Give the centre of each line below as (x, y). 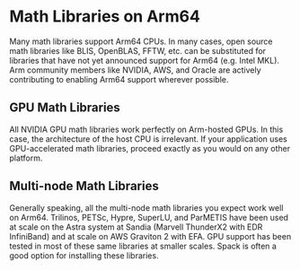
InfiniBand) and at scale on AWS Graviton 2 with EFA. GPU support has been (150, 236)
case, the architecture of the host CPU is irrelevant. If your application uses (148, 139)
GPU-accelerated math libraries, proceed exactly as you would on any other (150, 148)
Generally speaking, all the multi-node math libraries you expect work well (146, 207)
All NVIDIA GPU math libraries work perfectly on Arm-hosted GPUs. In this (146, 129)
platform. (26, 158)
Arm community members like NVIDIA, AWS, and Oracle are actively (136, 70)
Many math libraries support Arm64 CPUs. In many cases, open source (141, 41)
